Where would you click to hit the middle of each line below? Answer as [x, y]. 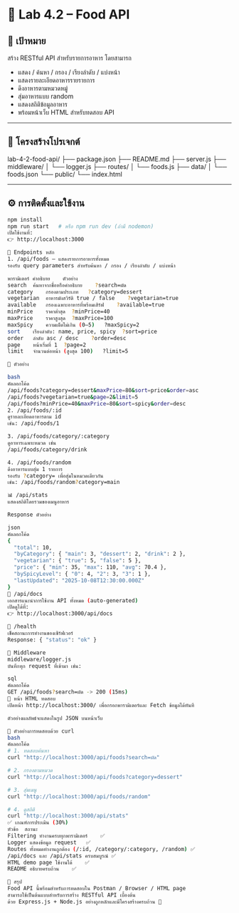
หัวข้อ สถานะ [22, 830]
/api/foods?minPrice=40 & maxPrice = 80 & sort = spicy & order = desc [97, 403]
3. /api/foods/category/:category [59, 437]
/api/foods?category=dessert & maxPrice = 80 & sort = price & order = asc [103, 390]
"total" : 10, [33, 547]
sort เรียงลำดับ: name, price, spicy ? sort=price [83, 331]
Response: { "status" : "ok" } [52, 640]
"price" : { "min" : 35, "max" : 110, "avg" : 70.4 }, [90, 567]
